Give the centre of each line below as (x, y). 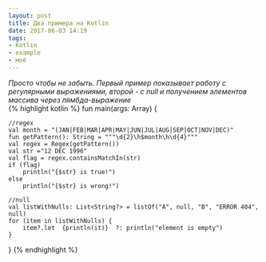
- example (25, 53)
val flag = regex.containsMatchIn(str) (75, 158)
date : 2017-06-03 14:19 (48, 30)
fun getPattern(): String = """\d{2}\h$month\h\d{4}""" (103, 137)
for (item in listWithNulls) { (60, 220)
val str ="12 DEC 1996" (48, 151)
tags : (17, 38)
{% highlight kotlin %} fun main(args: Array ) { (83, 108)
